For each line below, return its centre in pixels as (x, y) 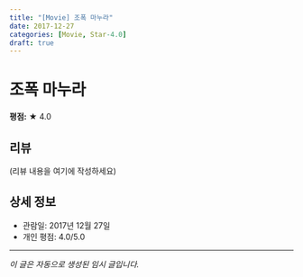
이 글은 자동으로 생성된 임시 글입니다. (74, 264)
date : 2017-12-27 (42, 26)
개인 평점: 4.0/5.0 (54, 237)
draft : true (32, 43)
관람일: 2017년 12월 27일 (66, 225)
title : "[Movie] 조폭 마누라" (61, 18)
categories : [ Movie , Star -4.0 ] (68, 34)
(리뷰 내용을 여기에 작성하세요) (63, 171)
